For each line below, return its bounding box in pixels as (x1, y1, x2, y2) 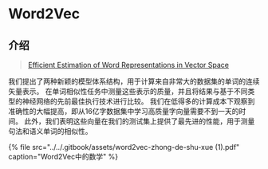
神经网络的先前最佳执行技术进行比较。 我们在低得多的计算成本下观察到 (22, 96, 255, 106)
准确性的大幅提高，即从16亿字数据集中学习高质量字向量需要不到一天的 (8, 107, 239, 116)
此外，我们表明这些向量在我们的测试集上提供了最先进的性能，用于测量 (23, 116, 255, 126)
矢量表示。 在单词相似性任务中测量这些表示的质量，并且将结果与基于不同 (8, 87, 248, 96)
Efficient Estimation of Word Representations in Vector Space (27, 61, 230, 69)
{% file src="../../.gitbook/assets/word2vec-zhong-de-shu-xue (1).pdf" (8, 143, 240, 151)
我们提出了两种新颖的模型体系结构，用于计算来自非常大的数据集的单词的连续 (8, 77, 260, 86)
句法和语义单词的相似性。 (8, 127, 93, 136)
